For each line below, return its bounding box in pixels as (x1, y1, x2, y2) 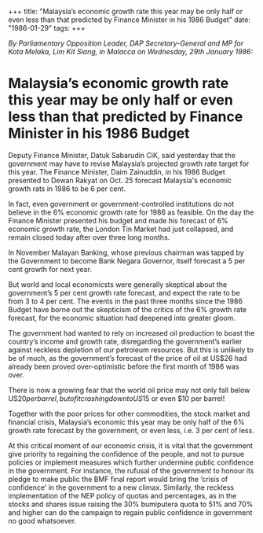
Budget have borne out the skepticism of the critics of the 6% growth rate (8, 304, 247, 314)
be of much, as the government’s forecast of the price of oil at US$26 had (8, 353, 247, 362)
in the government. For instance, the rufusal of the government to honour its (8, 465, 254, 475)
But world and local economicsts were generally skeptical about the (8, 279, 228, 289)
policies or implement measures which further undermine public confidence (8, 458, 254, 467)
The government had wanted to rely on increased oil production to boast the (8, 328, 255, 337)
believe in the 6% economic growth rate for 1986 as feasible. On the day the (8, 208, 254, 217)
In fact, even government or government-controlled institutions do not (8, 199, 235, 208)
